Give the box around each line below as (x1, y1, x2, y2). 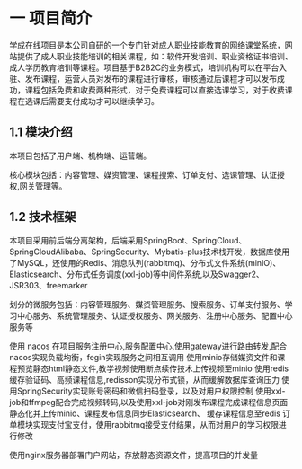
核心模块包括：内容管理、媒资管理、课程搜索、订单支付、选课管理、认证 (9, 169, 277, 180)
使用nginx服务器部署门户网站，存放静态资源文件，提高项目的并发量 (9, 449, 259, 460)
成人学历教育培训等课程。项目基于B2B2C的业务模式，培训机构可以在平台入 (9, 62, 288, 73)
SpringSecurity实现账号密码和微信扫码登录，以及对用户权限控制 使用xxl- (16, 385, 286, 396)
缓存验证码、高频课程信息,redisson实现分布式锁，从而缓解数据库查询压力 (9, 374, 280, 385)
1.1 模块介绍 (9, 125, 74, 140)
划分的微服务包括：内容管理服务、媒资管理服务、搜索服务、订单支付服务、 (9, 298, 285, 310)
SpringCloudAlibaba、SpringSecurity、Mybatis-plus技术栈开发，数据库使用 (9, 246, 290, 257)
